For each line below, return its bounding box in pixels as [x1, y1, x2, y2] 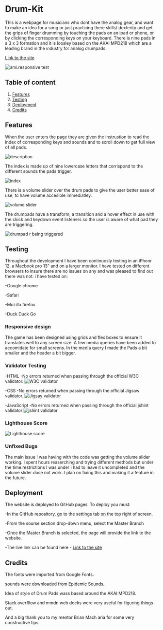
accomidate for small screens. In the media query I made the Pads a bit [5, 345, 147, 351]
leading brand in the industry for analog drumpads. [5, 45, 107, 51]
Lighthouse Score [5, 420, 48, 426]
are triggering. [5, 222, 34, 227]
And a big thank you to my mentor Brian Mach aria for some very [5, 614, 134, 620]
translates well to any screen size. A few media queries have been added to [5, 339, 156, 345]
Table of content [5, 78, 56, 87]
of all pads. [5, 144, 28, 150]
